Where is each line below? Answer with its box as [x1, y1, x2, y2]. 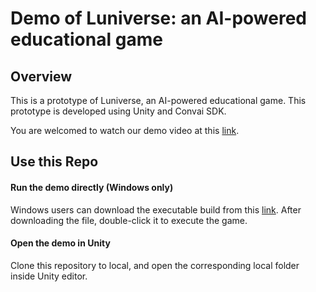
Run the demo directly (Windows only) [10, 181, 174, 193]
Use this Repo [10, 153, 99, 171]
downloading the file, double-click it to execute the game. [10, 214, 248, 226]
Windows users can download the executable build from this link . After [10, 203, 302, 216]
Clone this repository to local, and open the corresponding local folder [10, 259, 300, 271]
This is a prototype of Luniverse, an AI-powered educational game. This [10, 95, 307, 106]
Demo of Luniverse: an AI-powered [10, 7, 307, 30]
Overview [10, 68, 73, 85]
